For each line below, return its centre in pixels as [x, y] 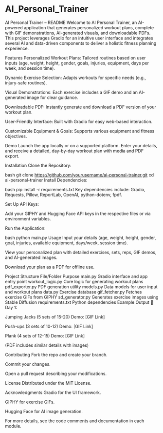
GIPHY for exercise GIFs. [30, 402]
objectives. [16, 136]
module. [13, 426]
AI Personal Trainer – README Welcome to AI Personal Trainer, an [71, 22]
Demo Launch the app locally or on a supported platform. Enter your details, [81, 145]
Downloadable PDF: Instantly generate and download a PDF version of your [81, 107]
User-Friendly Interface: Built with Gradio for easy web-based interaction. [79, 121]
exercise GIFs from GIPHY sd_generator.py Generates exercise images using [82, 297]
